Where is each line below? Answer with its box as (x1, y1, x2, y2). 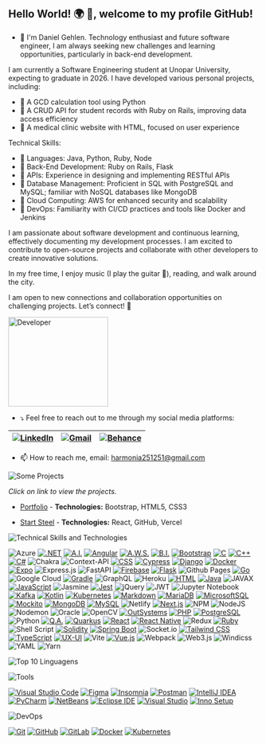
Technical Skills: (8, 138, 61, 147)
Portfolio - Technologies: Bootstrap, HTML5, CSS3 (19, 501, 187, 512)
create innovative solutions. (8, 253, 99, 263)
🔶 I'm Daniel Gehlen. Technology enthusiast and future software (19, 32, 230, 42)
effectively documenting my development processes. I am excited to (8, 236, 233, 246)
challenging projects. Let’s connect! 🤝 (8, 301, 131, 310)
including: (8, 81, 41, 91)
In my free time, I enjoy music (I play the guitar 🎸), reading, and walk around (8, 268, 257, 278)
